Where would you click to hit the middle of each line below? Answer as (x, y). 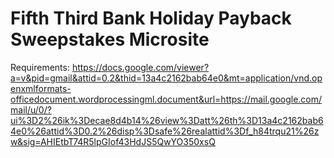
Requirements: (40, 67)
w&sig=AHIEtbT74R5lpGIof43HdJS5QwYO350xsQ (113, 141)
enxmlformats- (41, 88)
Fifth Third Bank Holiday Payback (151, 18)
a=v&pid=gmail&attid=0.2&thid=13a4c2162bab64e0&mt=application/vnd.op (166, 78)
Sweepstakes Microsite (110, 39)
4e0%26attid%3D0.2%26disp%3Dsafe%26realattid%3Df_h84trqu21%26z (165, 131)
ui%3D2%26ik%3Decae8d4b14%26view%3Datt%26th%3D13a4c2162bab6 (167, 120)
